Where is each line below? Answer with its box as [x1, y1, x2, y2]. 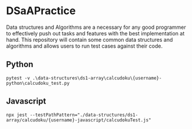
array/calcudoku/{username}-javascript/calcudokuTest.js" [6, 117, 151, 123]
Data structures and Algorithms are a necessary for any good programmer [6, 24, 187, 31]
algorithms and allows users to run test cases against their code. [6, 42, 163, 49]
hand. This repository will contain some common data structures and [6, 36, 173, 43]
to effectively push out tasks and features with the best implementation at [6, 29, 185, 37]
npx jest [6, 112, 28, 118]
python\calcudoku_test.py [6, 80, 69, 86]
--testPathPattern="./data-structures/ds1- [29, 112, 138, 118]
